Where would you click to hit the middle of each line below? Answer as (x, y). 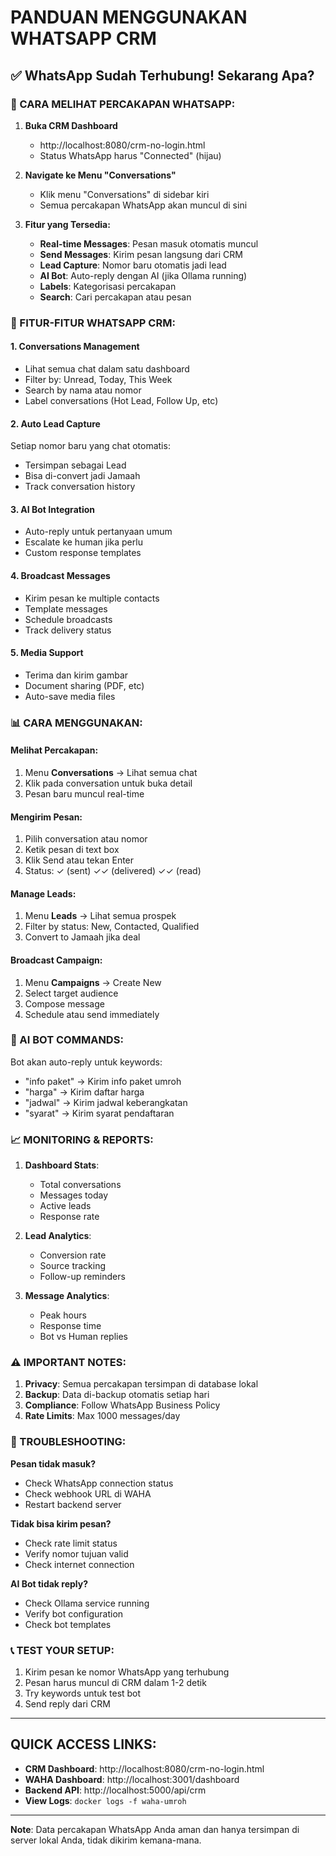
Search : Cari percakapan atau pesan (115, 297)
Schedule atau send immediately (92, 1014)
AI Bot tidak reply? (49, 1583)
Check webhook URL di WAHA (88, 1493)
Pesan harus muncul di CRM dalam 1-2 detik (115, 1683)
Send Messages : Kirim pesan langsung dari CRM (141, 254)
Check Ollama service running (87, 1603)
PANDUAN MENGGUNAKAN (129, 17)
